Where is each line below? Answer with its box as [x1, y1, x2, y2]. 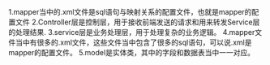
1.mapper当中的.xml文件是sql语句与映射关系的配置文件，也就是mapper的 [8, 7, 252, 16]
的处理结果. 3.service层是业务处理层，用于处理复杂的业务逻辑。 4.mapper [8, 28, 255, 37]
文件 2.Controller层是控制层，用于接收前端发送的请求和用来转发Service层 [15, 17, 260, 27]
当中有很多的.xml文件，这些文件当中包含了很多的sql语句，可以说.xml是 [15, 37, 253, 47]
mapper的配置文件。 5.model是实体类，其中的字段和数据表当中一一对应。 [8, 48, 255, 57]
